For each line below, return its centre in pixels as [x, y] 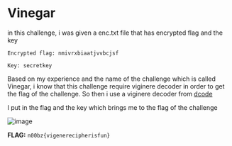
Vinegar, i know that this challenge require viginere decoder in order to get [116, 86]
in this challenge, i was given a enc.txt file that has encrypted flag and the [115, 33]
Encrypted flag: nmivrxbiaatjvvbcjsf [63, 53]
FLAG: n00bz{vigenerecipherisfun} [59, 135]
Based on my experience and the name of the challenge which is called [112, 79]
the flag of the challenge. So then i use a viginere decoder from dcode [110, 94]
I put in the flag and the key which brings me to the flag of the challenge [112, 107]
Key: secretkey [30, 65]
